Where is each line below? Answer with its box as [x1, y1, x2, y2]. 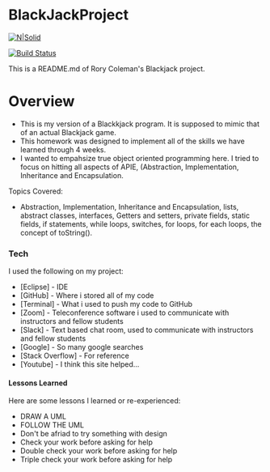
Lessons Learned [8, 378, 68, 388]
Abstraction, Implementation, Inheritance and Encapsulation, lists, [19, 202, 239, 211]
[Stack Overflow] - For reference [19, 351, 129, 361]
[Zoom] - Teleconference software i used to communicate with [19, 308, 230, 317]
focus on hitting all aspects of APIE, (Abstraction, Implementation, [19, 162, 239, 172]
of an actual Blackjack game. [19, 127, 117, 137]
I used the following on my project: [8, 266, 124, 276]
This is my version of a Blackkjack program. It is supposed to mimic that [19, 119, 260, 129]
